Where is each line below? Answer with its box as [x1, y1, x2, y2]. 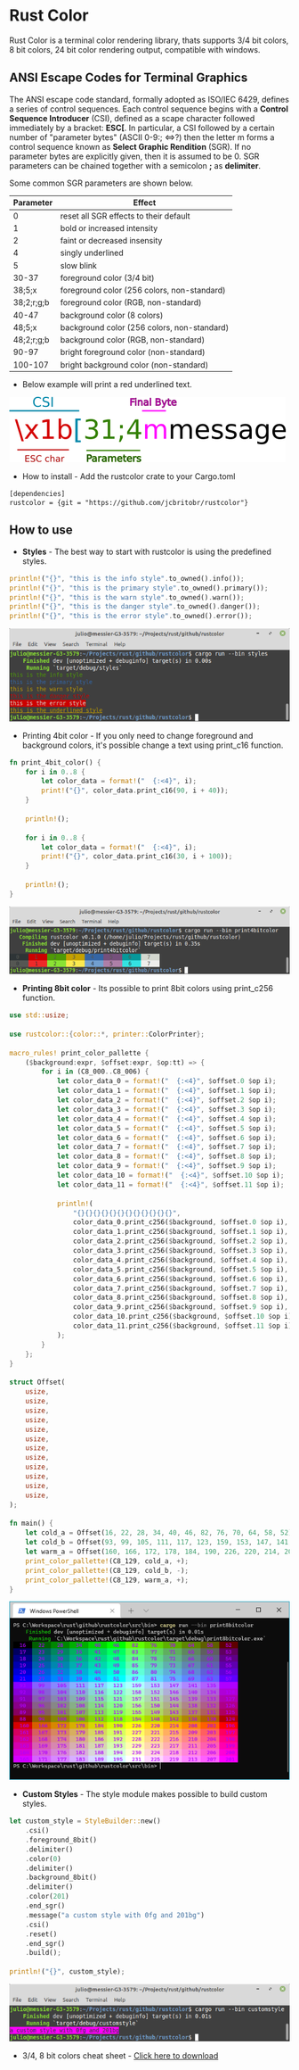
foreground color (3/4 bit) [60, 272, 155, 283]
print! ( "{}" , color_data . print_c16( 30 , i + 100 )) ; [41, 852, 233, 861]
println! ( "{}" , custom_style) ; [9, 1967, 125, 1976]
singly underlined [60, 247, 125, 259]
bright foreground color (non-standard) [60, 347, 206, 358]
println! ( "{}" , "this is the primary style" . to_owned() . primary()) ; [9, 584, 269, 592]
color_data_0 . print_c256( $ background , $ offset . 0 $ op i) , [72, 1218, 289, 1227]
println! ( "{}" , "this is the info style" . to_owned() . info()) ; [9, 574, 245, 583]
